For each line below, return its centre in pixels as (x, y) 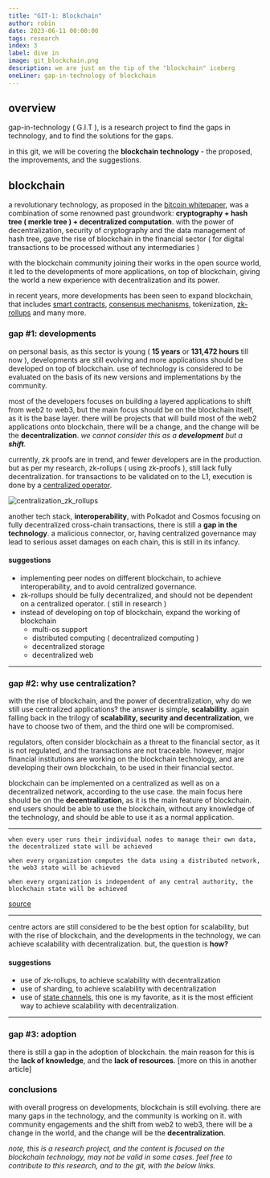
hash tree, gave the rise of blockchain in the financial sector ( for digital (126, 239)
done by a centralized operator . (60, 485)
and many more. (59, 313)
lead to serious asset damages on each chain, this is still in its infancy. (124, 542)
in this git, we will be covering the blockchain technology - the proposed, (131, 152)
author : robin (32, 23)
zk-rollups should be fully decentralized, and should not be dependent (136, 595)
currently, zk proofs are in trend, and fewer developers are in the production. (135, 459)
